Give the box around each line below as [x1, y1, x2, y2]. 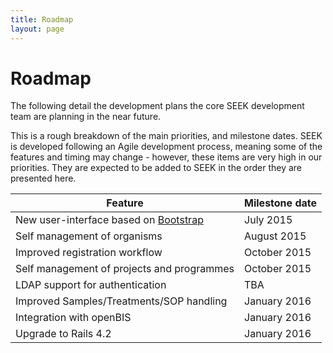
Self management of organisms [15, 229, 163, 243]
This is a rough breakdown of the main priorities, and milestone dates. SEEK [10, 130, 323, 142]
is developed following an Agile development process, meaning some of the [10, 141, 323, 153]
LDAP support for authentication [15, 278, 167, 292]
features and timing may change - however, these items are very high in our [10, 151, 323, 163]
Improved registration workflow [15, 246, 163, 260]
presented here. [10, 172, 77, 185]
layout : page [10, 24, 65, 34]
